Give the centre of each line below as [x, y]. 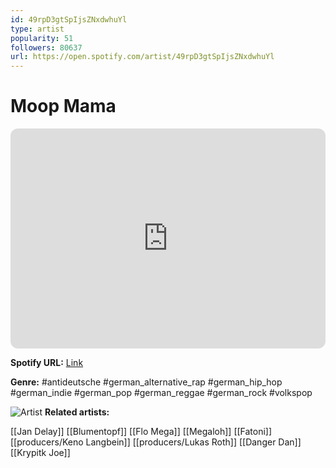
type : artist [37, 29]
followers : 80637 [46, 47]
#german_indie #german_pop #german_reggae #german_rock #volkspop [161, 393]
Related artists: [77, 412]
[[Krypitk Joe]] [40, 453]
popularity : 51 [42, 38]
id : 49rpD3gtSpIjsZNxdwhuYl [69, 19]
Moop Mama [63, 106]
